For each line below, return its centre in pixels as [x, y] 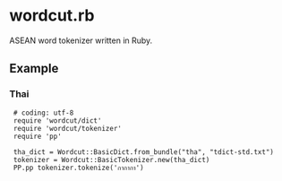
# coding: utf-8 [43, 113]
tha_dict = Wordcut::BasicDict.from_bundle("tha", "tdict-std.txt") [144, 152]
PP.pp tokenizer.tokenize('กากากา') [79, 168]
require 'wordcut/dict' [57, 121]
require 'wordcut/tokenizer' [68, 128]
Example [34, 69]
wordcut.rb [52, 16]
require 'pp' [38, 136]
